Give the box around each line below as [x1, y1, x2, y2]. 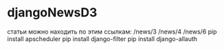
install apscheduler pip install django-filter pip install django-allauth [7, 34, 198, 42]
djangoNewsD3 [7, 5, 98, 21]
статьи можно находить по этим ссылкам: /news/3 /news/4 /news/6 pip [7, 27, 218, 36]
